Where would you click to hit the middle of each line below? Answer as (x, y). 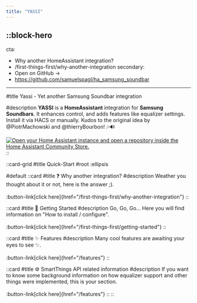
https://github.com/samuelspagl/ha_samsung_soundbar (82, 79)
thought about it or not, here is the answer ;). (60, 184)
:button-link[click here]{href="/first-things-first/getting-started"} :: (86, 227)
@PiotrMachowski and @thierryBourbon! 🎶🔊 (61, 127)
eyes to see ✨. (23, 245)
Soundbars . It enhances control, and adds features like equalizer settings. (96, 114)
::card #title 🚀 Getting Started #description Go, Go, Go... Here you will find (95, 208)
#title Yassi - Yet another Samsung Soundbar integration (74, 96)
